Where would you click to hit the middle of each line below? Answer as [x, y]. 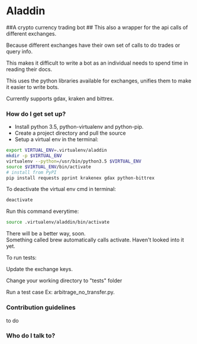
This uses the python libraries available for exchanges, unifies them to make [99, 81]
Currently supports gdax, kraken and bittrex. [60, 98]
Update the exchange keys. [39, 269]
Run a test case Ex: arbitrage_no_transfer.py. [61, 292]
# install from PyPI [32, 172]
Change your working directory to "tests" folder [64, 281]
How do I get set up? [36, 114]
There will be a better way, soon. [46, 234]
